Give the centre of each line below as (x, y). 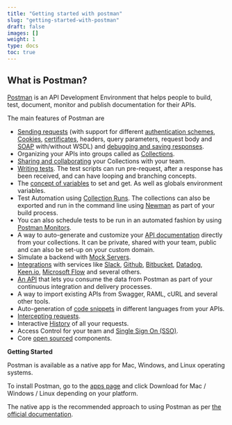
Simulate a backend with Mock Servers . (74, 257)
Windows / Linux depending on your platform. (73, 393)
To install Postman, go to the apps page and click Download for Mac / (107, 385)
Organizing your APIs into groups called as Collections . (96, 153)
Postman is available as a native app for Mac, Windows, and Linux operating (116, 365)
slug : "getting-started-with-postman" (63, 20)
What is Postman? (48, 81)
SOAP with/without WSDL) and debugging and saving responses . (111, 146)
